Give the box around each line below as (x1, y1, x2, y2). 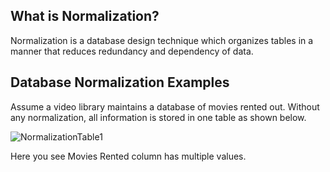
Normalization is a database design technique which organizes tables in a (10, 34, 314, 46)
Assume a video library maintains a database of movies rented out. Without (10, 100, 320, 113)
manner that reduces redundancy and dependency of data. (10, 45, 254, 57)
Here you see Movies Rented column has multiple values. (10, 150, 247, 162)
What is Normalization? (10, 8, 160, 25)
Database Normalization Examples (10, 74, 230, 91)
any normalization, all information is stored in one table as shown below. (10, 111, 307, 123)
